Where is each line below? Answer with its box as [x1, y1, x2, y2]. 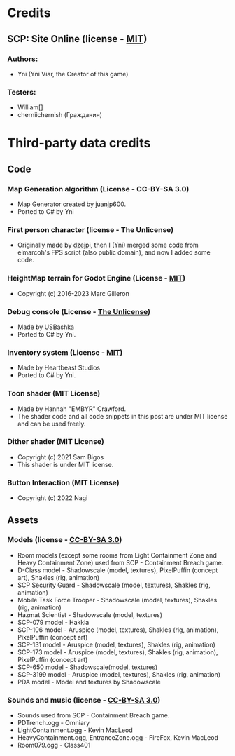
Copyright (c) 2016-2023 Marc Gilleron [17, 289, 129, 297]
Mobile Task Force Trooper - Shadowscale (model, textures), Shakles [17, 595, 218, 604]
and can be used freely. [17, 419, 86, 428]
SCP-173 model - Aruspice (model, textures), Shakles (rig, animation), [17, 647, 218, 656]
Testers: [7, 87, 36, 97]
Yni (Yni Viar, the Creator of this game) [17, 69, 129, 78]
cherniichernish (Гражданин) [17, 111, 103, 119]
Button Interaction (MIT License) [7, 478, 120, 487]
